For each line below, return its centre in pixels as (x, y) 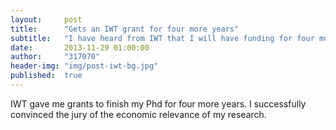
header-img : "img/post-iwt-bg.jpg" (84, 66)
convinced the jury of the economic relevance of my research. (138, 114)
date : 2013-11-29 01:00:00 (80, 47)
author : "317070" (55, 57)
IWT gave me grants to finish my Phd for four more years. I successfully (158, 103)
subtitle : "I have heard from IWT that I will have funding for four (162, 38)
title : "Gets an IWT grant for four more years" (125, 29)
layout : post (46, 19)
